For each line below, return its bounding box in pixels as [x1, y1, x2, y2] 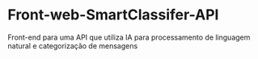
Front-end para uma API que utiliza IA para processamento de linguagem [7, 32, 251, 42]
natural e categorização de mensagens [7, 40, 138, 50]
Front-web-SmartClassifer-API [7, 6, 219, 24]
